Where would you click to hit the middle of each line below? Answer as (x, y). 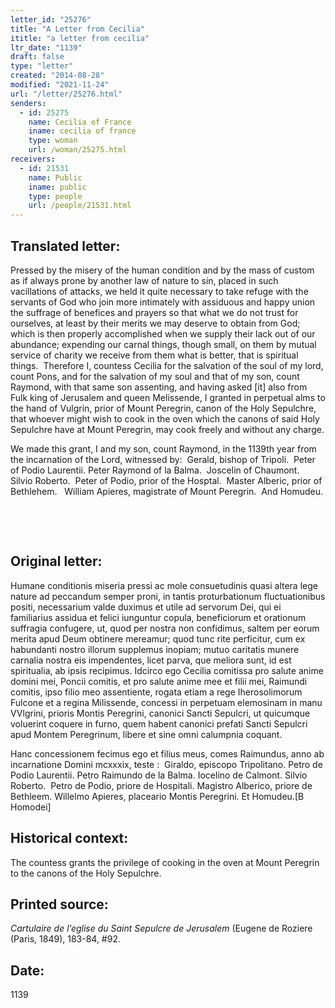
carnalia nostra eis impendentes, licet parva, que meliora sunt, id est (151, 660)
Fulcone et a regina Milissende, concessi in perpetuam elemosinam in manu (166, 702)
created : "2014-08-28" (57, 76)
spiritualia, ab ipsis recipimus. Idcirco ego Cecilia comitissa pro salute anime (167, 670)
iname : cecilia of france (82, 131)
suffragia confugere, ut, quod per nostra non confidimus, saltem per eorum (165, 628)
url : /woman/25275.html (78, 150)
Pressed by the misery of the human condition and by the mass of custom (162, 270)
